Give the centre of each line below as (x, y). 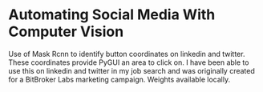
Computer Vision (66, 32)
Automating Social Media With (112, 15)
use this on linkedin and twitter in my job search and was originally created (131, 70)
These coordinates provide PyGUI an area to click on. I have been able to (129, 62)
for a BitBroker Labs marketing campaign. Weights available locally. (119, 79)
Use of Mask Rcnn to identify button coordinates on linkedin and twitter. (127, 54)
